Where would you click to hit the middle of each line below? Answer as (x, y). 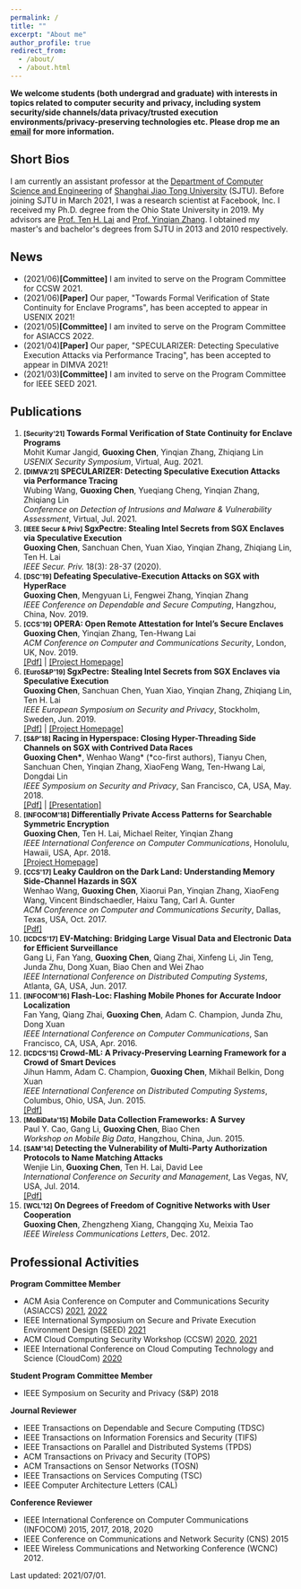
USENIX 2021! (49, 317)
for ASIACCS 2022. (59, 336)
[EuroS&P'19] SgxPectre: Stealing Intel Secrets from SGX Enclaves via (151, 672)
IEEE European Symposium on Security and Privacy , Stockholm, (142, 710)
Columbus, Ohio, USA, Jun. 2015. (84, 1101)
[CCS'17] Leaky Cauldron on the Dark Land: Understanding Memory (149, 872)
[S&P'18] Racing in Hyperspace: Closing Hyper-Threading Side (139, 738)
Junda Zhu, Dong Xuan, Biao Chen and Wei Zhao (113, 967)
